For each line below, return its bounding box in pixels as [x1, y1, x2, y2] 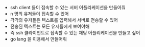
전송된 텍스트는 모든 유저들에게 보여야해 [10, 23, 90, 29]
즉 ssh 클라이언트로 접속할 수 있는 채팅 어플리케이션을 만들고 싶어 [10, 30, 140, 35]
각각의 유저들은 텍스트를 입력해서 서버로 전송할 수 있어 [10, 17, 118, 23]
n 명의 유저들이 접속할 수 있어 [10, 11, 69, 17]
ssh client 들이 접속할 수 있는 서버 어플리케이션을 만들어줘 [10, 5, 126, 10]
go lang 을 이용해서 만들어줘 [10, 36, 67, 42]
